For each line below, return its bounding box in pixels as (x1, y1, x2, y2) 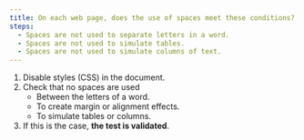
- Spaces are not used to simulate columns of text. (17, 47, 222, 56)
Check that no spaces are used (22, 82, 140, 93)
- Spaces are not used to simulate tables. (17, 38, 185, 48)
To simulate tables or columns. (35, 111, 152, 122)
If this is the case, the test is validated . (22, 120, 170, 132)
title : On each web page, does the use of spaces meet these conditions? (9, 13, 296, 23)
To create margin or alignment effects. (35, 101, 180, 112)
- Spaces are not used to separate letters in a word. (17, 30, 230, 39)
